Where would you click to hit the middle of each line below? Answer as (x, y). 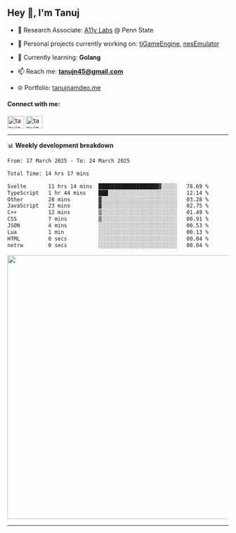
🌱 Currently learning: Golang (59, 57)
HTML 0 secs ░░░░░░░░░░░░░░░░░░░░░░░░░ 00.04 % (108, 239)
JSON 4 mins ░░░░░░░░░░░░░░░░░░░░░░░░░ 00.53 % (108, 226)
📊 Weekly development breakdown (60, 146)
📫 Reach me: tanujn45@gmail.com (70, 71)
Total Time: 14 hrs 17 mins (48, 173)
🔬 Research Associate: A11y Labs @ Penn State (85, 30)
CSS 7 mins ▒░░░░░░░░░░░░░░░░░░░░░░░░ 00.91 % (108, 219)
